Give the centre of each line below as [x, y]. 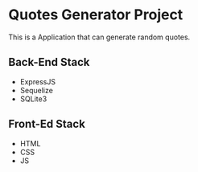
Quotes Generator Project [96, 15]
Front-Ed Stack [47, 124]
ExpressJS [38, 81]
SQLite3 [33, 99]
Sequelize [37, 90]
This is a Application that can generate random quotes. [99, 37]
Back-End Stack [49, 62]
